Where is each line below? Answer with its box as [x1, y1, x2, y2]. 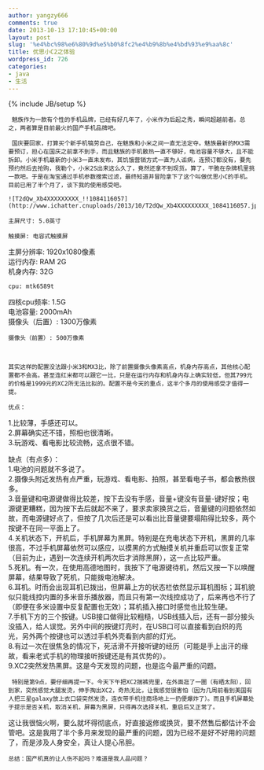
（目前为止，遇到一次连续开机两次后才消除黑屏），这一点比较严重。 [8, 552, 225, 562]
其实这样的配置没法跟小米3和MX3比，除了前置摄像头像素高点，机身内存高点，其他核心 [8, 363, 245, 370]
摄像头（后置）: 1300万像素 [8, 316, 97, 326]
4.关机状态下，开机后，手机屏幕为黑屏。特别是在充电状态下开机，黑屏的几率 [8, 532, 255, 543]
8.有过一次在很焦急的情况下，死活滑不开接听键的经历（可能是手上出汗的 [8, 641, 242, 650]
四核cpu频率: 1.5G [8, 297, 67, 307]
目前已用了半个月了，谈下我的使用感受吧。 [8, 181, 126, 189]
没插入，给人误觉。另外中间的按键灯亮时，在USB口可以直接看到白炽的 [8, 621, 236, 631]
